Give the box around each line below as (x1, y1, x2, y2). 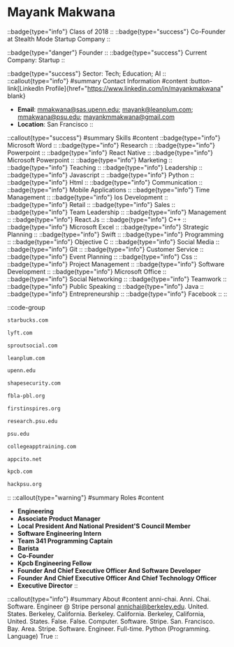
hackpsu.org (7, 481, 42, 488)
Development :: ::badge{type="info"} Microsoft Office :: (7, 267, 167, 276)
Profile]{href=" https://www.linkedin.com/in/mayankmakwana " (45, 84, 224, 92)
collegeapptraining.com (7, 443, 77, 450)
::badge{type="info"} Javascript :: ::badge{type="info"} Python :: (7, 171, 194, 179)
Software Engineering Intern (17, 529, 102, 538)
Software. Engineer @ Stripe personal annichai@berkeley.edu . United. (7, 602, 210, 611)
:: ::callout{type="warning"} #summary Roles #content (7, 494, 164, 502)
